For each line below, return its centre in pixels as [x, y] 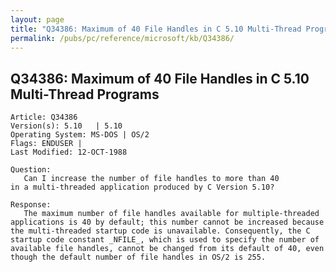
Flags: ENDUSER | [46, 144]
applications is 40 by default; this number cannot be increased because [167, 222]
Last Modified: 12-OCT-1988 [69, 152]
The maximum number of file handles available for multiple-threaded [171, 214]
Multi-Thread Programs [85, 94]
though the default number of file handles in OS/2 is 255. [138, 257]
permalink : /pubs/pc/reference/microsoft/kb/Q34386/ [122, 38]
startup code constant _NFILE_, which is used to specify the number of [165, 240]
